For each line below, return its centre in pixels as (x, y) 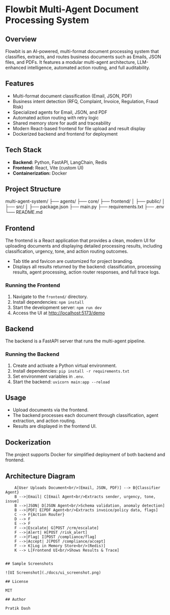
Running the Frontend (33, 285)
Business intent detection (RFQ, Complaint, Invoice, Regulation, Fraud (86, 101)
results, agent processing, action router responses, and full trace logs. (86, 272)
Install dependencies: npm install (48, 302)
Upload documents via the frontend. (51, 410)
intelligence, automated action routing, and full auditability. (89, 68)
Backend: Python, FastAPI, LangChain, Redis (60, 162)
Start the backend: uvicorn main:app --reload (61, 382)
